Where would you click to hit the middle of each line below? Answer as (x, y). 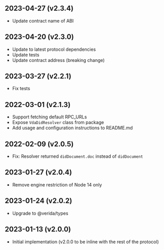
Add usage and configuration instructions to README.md (73, 128)
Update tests (26, 55)
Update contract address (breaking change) (58, 60)
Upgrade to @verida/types (40, 213)
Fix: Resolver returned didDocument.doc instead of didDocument (78, 156)
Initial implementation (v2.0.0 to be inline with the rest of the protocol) (86, 242)
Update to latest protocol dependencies (54, 49)
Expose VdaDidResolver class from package (58, 122)
